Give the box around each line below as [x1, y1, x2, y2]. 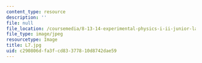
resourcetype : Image [6, 37, 58, 43]
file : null [6, 20, 34, 26]
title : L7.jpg [6, 43, 42, 49]
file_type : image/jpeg [6, 31, 63, 37]
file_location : [6, 25, 44, 32]
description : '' [6, 14, 47, 20]
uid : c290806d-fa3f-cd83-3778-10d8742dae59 [6, 48, 117, 54]
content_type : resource [6, 8, 66, 15]
